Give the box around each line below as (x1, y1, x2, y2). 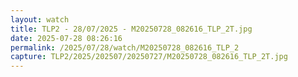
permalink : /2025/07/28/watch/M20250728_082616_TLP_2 (10, 42, 240, 53)
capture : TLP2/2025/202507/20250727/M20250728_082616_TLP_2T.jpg (10, 52, 288, 62)
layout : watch (10, 14, 70, 25)
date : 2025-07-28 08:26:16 (10, 33, 123, 43)
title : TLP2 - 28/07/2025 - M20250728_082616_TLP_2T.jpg (10, 24, 253, 34)
